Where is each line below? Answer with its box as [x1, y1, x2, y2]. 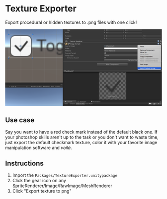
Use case [5, 116, 35, 124]
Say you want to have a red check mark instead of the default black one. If [5, 129, 158, 135]
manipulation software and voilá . [5, 145, 72, 151]
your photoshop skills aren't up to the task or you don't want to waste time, [5, 134, 159, 140]
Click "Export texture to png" [12, 188, 72, 194]
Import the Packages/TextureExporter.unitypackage [12, 172, 118, 178]
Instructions [5, 159, 44, 167]
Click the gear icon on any [12, 178, 66, 184]
